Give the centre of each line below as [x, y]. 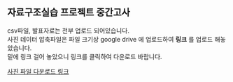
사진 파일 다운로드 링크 [38, 71]
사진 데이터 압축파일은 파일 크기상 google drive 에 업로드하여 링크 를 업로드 [110, 39]
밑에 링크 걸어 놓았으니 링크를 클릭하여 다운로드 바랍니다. [85, 56]
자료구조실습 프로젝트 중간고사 [69, 13]
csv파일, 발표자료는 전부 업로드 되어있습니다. [68, 31]
